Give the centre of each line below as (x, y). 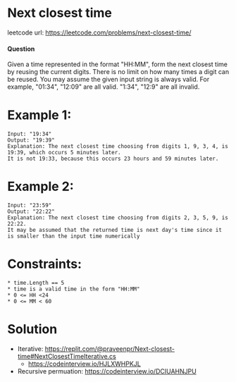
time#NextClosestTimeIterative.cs (67, 356)
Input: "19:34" (30, 134)
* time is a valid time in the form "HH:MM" (74, 289)
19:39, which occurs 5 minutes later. (64, 153)
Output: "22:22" (31, 212)
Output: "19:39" (31, 140)
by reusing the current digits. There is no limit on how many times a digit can (118, 72)
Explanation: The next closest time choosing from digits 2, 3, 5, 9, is (118, 218)
